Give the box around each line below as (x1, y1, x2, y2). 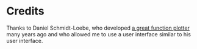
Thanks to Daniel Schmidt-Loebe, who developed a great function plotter (6, 24, 190, 31)
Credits (6, 4, 45, 18)
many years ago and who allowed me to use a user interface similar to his (6, 30, 191, 38)
